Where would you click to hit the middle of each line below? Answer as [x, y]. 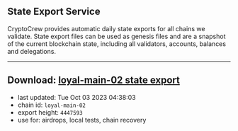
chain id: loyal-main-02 [52, 105]
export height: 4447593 [50, 112]
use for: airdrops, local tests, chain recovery [82, 120]
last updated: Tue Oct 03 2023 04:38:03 [76, 97]
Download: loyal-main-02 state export [94, 80]
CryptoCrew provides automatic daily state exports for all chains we [106, 28]
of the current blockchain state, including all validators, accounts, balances [117, 44]
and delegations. [32, 51]
